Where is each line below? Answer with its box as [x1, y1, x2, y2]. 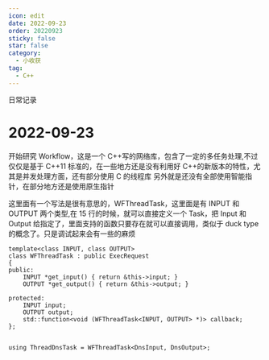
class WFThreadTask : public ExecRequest [8, 251, 150, 260]
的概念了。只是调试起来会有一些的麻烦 [8, 229, 135, 238]
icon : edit [8, 11, 45, 20]
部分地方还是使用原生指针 [29, 181, 114, 191]
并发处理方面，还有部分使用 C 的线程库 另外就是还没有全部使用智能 [22, 171, 246, 181]
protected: [8, 294, 45, 302]
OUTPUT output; [23, 308, 74, 317]
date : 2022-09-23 [8, 19, 67, 27]
